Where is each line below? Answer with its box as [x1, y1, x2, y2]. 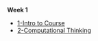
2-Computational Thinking [16, 27, 91, 34]
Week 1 [7, 6, 28, 14]
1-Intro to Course [16, 19, 65, 27]
